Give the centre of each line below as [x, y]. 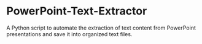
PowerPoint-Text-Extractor [77, 11]
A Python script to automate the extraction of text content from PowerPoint [101, 28]
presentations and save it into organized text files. [69, 34]
